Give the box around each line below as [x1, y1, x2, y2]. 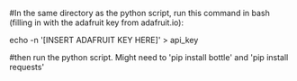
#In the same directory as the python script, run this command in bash [9, 8, 270, 18]
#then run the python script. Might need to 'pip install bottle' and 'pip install [9, 52, 289, 62]
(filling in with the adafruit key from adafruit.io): [9, 17, 184, 28]
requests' [9, 62, 45, 72]
